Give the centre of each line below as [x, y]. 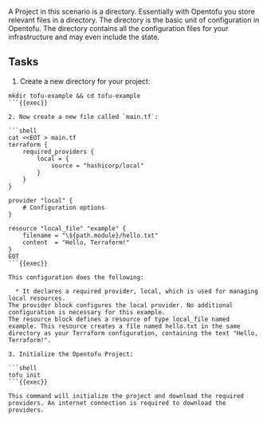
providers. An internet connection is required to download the [117, 403]
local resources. [37, 298]
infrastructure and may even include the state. [84, 37]
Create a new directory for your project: [85, 81]
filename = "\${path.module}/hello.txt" [90, 235]
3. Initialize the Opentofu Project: [71, 354]
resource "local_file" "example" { [67, 228]
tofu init [25, 375]
